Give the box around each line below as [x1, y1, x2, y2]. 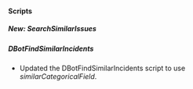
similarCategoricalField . [19, 71, 97, 81]
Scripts [8, 6, 33, 16]
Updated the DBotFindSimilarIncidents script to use [19, 63, 186, 73]
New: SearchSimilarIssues [8, 24, 96, 34]
